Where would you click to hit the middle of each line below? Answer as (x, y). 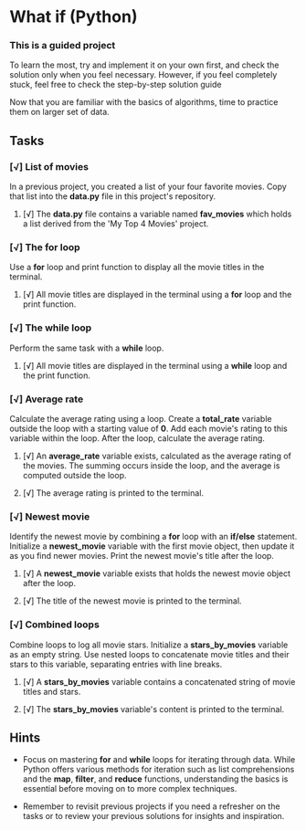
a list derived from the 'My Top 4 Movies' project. (116, 224)
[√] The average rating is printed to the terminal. (113, 493)
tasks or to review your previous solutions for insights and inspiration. (153, 816)
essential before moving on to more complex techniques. (130, 789)
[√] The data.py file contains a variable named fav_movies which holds (157, 214)
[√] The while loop (51, 328)
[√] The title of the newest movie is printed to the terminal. (132, 601)
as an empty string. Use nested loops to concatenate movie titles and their (149, 654)
